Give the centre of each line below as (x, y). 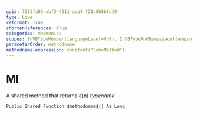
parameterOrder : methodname (41, 45)
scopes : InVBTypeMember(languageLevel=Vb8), (62, 39)
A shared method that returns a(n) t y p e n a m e (60, 96)
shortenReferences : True (37, 28)
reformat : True (25, 22)
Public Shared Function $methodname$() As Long (66, 106)
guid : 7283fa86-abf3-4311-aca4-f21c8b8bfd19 (62, 11)
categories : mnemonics (34, 34)
